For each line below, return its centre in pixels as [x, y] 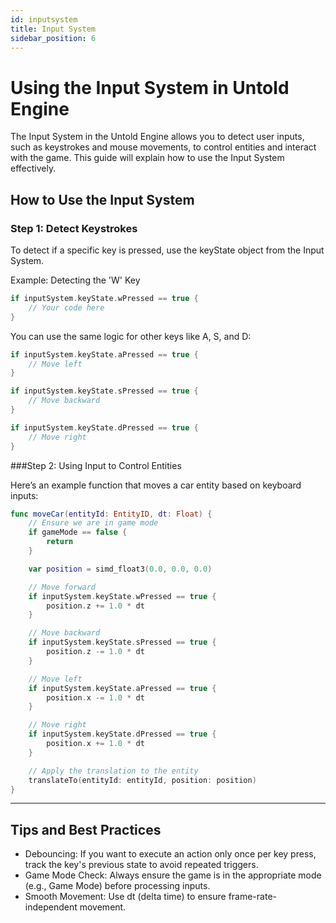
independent [51, 907]
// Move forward [62, 587]
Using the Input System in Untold [150, 87]
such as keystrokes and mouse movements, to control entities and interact [163, 147]
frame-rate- [252, 897]
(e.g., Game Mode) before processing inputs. [117, 886]
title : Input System [53, 29]
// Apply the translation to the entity [113, 771]
